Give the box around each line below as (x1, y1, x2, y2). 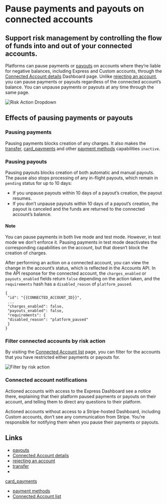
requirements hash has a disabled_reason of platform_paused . (5, 281, 133, 287)
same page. (5, 89, 30, 95)
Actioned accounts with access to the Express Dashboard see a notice (5, 388, 151, 394)
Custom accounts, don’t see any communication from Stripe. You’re (5, 414, 145, 420)
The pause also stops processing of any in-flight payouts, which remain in (5, 174, 158, 181)
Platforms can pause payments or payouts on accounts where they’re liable (5, 63, 161, 68)
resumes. (12, 195, 32, 201)
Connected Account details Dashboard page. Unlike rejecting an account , (5, 73, 157, 79)
